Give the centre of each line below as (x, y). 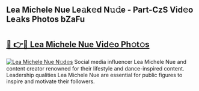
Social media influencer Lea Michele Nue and (130, 62)
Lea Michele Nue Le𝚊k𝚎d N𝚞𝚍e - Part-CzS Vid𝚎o (100, 10)
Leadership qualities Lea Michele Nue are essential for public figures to (94, 75)
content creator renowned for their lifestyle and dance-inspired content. (95, 68)
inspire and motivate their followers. (51, 81)
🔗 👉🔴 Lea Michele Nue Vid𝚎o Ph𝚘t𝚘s (78, 44)
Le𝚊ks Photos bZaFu (46, 20)
